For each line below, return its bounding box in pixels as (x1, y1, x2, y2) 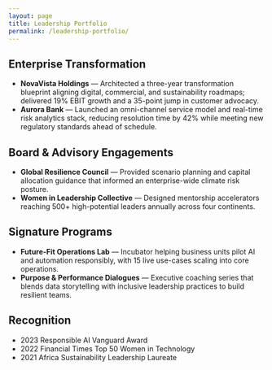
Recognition (8, 314, 72, 328)
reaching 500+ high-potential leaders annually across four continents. (20, 202, 256, 211)
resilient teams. (20, 289, 72, 299)
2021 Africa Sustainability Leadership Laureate (20, 352, 178, 362)
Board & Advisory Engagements (8, 146, 173, 159)
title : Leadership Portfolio (8, 20, 107, 28)
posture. (20, 185, 49, 194)
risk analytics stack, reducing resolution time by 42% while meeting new (20, 113, 264, 123)
